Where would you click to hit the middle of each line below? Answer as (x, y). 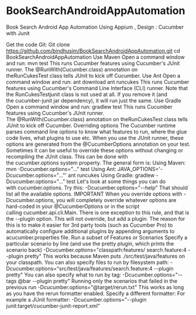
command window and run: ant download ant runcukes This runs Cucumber (98, 82)
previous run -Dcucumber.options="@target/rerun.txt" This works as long (95, 287)
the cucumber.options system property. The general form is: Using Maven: (96, 163)
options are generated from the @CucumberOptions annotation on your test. (98, 144)
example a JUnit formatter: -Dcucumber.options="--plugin (76, 299)
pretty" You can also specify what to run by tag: (64, 275)
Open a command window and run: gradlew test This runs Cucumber (89, 107)
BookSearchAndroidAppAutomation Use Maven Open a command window (96, 57)
